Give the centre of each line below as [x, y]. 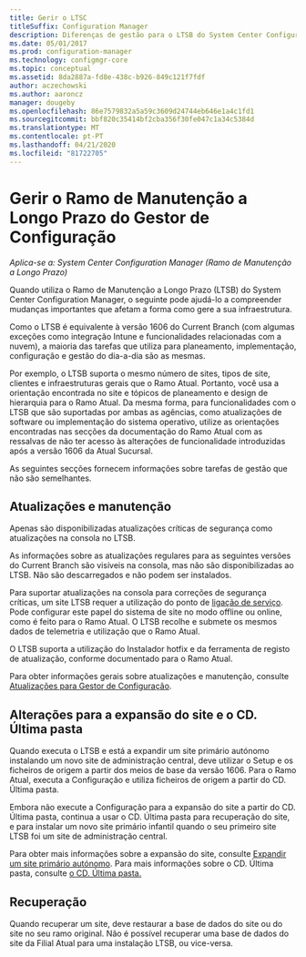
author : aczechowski [49, 86]
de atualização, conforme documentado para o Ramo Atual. [121, 659]
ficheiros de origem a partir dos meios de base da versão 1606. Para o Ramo [153, 770]
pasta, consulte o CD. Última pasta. [76, 873]
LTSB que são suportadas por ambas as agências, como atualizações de [146, 412]
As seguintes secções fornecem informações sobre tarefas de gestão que [149, 468]
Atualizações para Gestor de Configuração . [91, 686]
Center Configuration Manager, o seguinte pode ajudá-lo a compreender [146, 299]
